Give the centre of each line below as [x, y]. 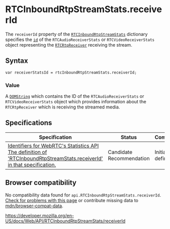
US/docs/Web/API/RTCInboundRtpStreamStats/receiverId [65, 221]
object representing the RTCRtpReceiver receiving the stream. [69, 45]
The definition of [27, 152]
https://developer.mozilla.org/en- [40, 215]
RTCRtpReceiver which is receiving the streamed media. [63, 107]
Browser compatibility [41, 183]
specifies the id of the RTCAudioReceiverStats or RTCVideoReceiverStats [80, 40]
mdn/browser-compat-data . [34, 206]
